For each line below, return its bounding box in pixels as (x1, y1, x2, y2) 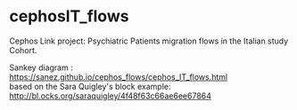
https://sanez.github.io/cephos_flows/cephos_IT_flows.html (9, 71, 228, 82)
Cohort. (9, 44, 37, 55)
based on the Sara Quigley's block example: (9, 81, 171, 91)
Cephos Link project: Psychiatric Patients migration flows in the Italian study (9, 35, 289, 46)
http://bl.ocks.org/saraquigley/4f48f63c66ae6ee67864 (9, 90, 212, 101)
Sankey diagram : (9, 62, 73, 73)
